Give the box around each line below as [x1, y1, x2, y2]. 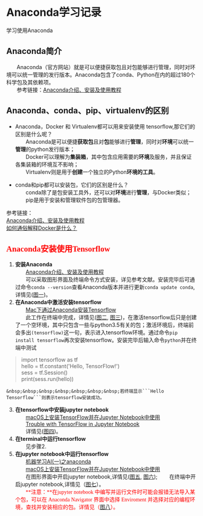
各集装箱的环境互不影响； [14, 160, 79, 168]
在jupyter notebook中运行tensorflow [14, 451, 109, 458]
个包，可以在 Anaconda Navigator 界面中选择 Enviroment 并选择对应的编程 [14, 497, 190, 503]
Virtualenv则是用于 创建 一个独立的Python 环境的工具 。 [25, 168, 159, 176]
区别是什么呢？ [14, 130, 53, 137]
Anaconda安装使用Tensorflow [6, 243, 111, 254]
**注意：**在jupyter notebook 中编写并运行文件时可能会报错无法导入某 [25, 489, 196, 495]
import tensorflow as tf [21, 356, 79, 363]
